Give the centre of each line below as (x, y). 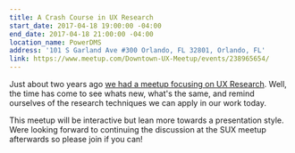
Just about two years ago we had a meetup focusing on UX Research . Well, (148, 84)
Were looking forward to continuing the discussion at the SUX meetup (138, 129)
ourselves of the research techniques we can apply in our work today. (138, 103)
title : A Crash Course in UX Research (81, 17)
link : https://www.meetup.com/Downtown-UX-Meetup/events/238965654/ (139, 59)
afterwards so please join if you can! (76, 139)
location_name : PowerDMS (55, 42)
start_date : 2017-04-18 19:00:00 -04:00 (86, 26)
